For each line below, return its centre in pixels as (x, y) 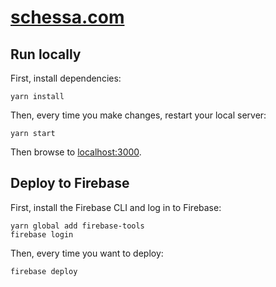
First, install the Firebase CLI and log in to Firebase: (116, 207)
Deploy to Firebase (70, 183)
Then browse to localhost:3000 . (76, 152)
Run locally (46, 54)
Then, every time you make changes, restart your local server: (138, 115)
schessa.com (67, 17)
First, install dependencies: (66, 78)
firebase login (42, 234)
